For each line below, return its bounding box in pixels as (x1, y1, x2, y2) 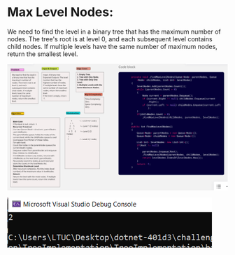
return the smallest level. (7, 50, 78, 58)
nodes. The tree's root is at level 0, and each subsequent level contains (7, 34, 213, 43)
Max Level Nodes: (7, 4, 114, 20)
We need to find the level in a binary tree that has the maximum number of (7, 27, 222, 36)
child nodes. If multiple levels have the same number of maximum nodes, (7, 42, 218, 50)
